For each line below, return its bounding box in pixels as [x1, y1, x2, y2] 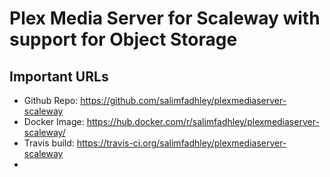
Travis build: [23, 137, 75, 149]
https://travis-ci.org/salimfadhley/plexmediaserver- [76, 137, 287, 149]
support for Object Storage [9, 28, 238, 51]
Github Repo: [23, 95, 79, 106]
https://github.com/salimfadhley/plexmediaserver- [80, 95, 287, 106]
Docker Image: [23, 116, 85, 127]
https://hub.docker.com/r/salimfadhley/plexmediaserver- [86, 116, 320, 127]
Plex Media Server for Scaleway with [9, 7, 321, 30]
